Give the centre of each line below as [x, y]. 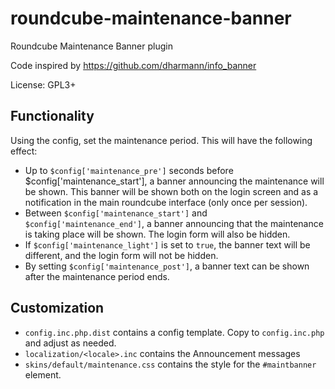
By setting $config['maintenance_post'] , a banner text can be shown [167, 266]
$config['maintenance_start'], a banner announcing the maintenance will [174, 181]
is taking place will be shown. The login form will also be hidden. [157, 234]
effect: [24, 151]
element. [43, 374]
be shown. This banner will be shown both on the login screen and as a [171, 191]
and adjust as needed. [70, 343]
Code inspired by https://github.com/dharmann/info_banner [133, 65]
